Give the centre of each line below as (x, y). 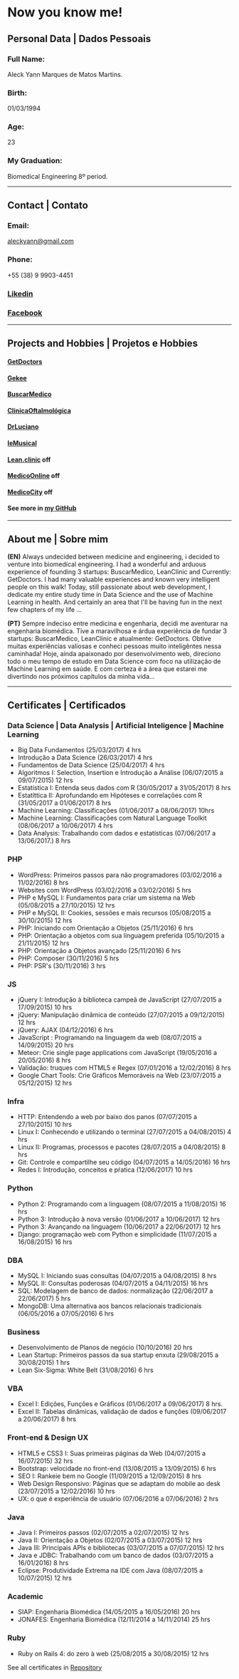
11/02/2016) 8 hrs (43, 882)
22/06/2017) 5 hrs (44, 1298)
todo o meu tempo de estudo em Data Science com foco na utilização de (114, 661)
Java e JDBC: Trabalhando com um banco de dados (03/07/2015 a (116, 1555)
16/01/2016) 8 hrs (43, 1563)
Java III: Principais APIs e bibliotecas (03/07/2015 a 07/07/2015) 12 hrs (121, 1548)
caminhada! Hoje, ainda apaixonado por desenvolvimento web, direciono (114, 653)
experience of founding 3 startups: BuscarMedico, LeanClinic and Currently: (119, 571)
